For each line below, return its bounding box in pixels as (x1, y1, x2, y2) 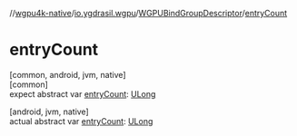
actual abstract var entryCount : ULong (9, 115, 153, 126)
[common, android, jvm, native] (9, 69, 126, 80)
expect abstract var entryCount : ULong (9, 88, 156, 99)
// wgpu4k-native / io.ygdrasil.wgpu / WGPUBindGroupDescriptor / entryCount (9, 8, 288, 18)
